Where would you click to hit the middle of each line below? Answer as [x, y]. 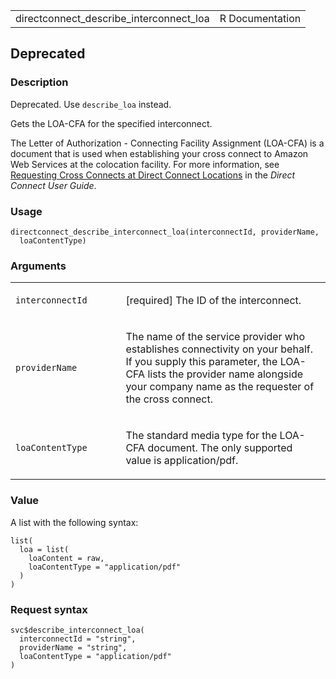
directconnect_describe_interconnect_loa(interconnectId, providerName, [165, 232]
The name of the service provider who [215, 337]
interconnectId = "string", [78, 639]
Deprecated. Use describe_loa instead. [91, 104]
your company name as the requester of [220, 387]
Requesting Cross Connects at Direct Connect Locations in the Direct [153, 175]
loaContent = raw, [66, 558]
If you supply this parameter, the [201, 362]
